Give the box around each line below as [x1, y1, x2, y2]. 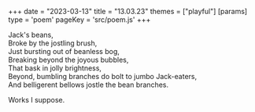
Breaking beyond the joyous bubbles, [8, 55, 129, 64]
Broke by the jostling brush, [8, 38, 98, 48]
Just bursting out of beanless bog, [8, 47, 120, 56]
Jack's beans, [8, 31, 54, 39]
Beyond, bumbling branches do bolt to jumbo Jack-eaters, [8, 72, 198, 81]
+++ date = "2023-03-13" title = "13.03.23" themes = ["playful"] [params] [8, 7, 248, 16]
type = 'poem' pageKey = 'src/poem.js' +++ [8, 15, 151, 24]
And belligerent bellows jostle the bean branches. [8, 80, 169, 89]
